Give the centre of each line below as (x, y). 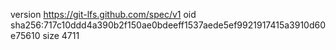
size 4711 (61, 35)
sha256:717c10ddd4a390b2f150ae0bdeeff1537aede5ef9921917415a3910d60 (168, 25)
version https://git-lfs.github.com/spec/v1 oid (103, 14)
